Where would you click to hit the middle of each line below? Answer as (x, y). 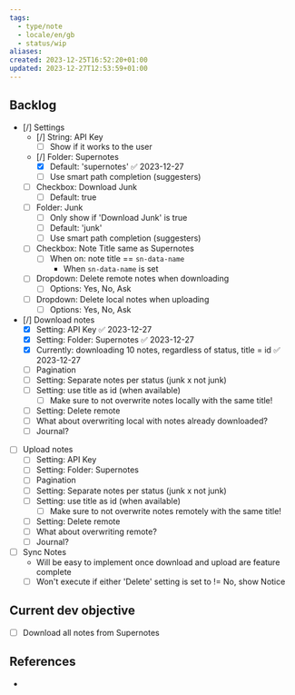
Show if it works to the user (101, 146)
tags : (20, 18)
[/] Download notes (59, 320)
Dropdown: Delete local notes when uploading (123, 299)
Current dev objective (73, 611)
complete (54, 571)
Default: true (73, 197)
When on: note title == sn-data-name (117, 259)
